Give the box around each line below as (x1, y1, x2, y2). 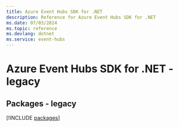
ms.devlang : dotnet (6, 31, 55, 37)
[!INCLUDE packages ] (6, 114, 60, 121)
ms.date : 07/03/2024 (6, 20, 58, 26)
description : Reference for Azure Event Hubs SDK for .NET (6, 14, 156, 20)
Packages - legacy (6, 98, 76, 109)
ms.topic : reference (6, 25, 58, 32)
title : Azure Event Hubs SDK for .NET (6, 8, 103, 15)
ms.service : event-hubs (6, 36, 66, 42)
